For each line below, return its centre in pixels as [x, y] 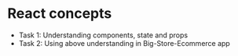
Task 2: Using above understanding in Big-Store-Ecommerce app [124, 43]
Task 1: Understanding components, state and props [103, 35]
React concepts [60, 14]
